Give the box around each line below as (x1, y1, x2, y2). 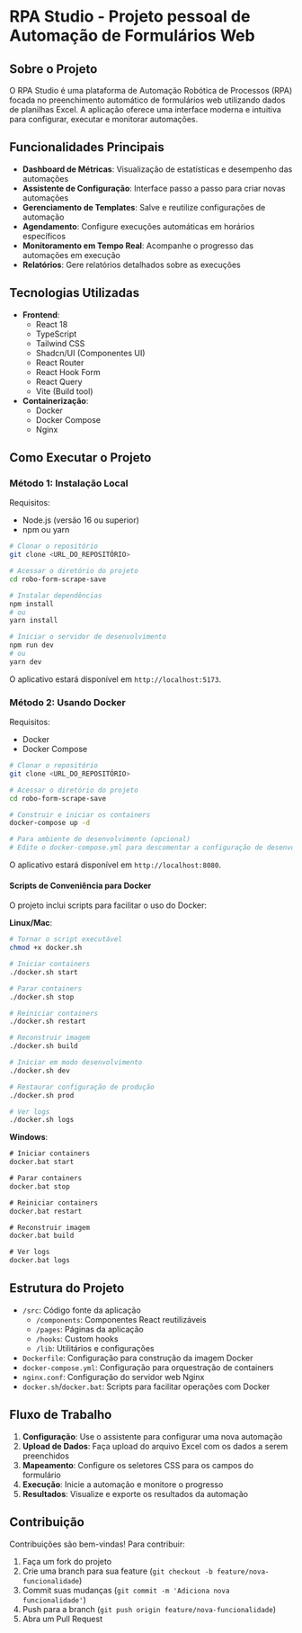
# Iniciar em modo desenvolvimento (9, 1058, 143, 1067)
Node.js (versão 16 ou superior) (22, 515, 139, 525)
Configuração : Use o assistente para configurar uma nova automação (22, 1431, 283, 1441)
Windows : (9, 1132, 49, 1143)
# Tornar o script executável (9, 935, 123, 944)
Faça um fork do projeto (22, 1556, 112, 1566)
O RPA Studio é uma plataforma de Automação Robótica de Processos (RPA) (9, 85, 293, 95)
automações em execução (22, 249, 121, 260)
